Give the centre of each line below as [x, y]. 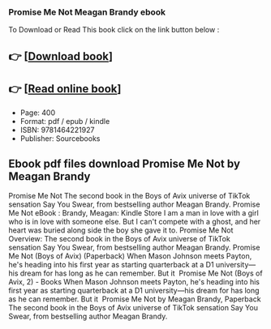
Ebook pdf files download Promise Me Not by [125, 163]
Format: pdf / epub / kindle [65, 121]
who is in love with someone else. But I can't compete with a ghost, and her [135, 222]
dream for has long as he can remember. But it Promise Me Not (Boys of [141, 273]
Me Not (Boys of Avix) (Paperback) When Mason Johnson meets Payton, [130, 256]
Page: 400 [38, 113]
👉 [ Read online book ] [65, 89]
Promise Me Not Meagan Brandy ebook [87, 12]
